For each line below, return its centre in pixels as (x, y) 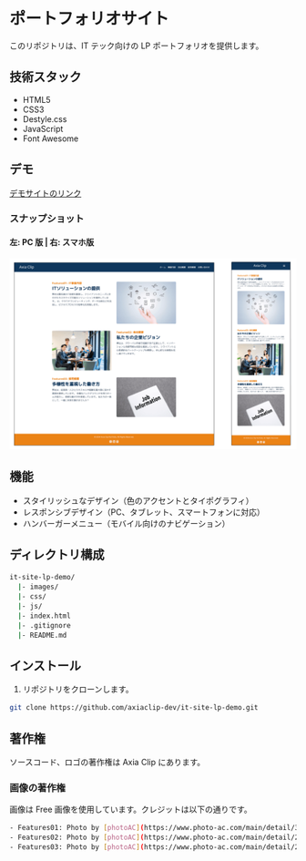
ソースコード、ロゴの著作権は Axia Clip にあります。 (107, 763)
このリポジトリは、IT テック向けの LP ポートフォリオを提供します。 (137, 46)
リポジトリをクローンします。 (78, 690)
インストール (46, 666)
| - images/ (38, 587)
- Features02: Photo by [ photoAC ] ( (77, 838)
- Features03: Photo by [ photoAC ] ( (77, 847)
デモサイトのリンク (46, 193)
